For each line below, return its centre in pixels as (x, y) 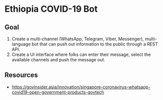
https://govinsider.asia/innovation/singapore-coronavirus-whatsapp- (81, 87)
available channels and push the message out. (58, 60)
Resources (21, 75)
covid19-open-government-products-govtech (58, 92)
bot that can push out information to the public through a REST (95, 44)
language (21, 44)
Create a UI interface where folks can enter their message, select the (81, 54)
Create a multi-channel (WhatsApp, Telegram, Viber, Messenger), (78, 39)
